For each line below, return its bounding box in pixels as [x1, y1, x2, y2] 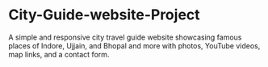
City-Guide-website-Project [8, 6, 200, 24]
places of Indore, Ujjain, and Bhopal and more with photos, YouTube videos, [8, 40, 261, 50]
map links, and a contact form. [8, 49, 110, 59]
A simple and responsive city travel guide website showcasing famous [8, 32, 242, 42]
